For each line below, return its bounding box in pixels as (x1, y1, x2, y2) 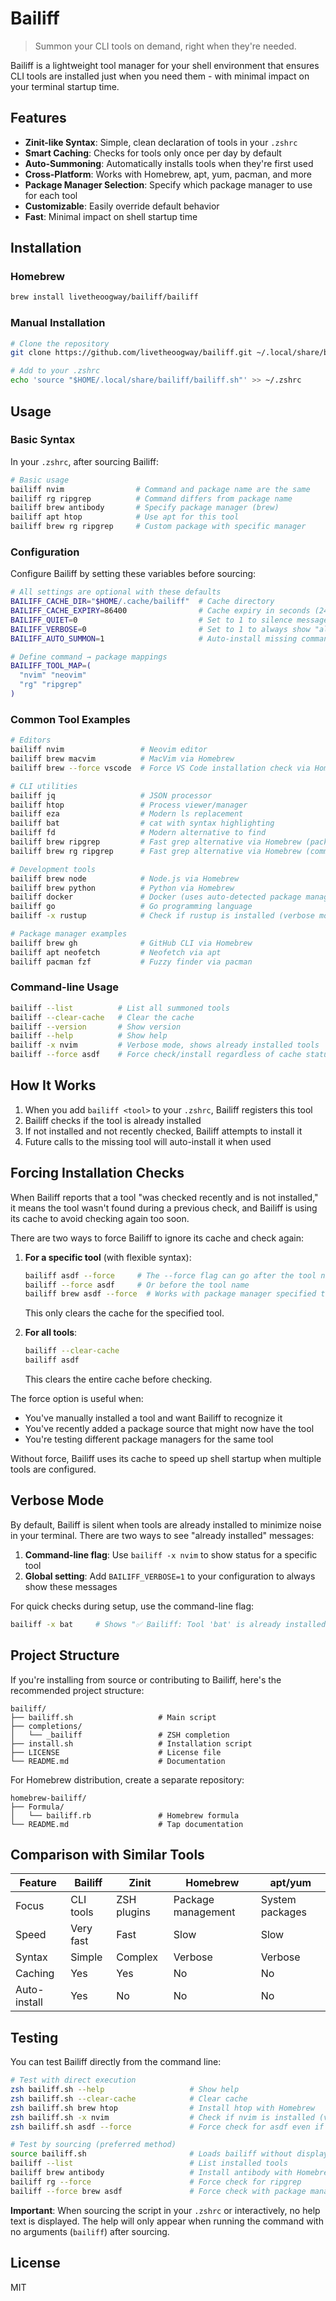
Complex (116, 1950, 158, 1964)
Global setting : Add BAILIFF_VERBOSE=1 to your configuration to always (24, 1570, 316, 1582)
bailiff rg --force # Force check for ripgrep (10, 2177, 302, 2187)
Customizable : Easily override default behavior (24, 200, 220, 212)
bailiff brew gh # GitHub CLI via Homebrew (10, 938, 253, 948)
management (173, 1905, 236, 1919)
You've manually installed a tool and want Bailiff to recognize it (24, 1412, 283, 1424)
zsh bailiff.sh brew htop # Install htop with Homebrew (10, 2103, 315, 2113)
